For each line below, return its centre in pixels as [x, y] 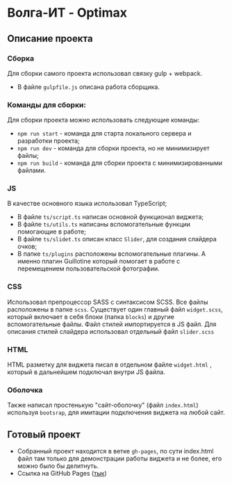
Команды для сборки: [47, 104]
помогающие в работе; [52, 232]
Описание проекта [50, 39]
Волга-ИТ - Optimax [67, 13]
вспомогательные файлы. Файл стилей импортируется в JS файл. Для [112, 324]
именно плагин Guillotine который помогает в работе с [99, 261]
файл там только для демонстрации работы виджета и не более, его [119, 459]
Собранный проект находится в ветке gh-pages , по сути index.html [115, 451]
